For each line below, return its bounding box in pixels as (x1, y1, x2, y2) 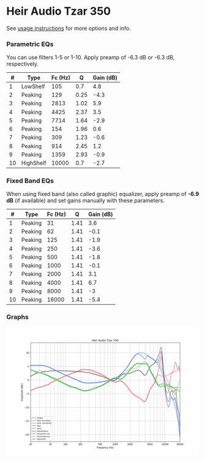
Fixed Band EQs (6, 176, 54, 185)
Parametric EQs (6, 40, 54, 48)
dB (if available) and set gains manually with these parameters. (6, 197, 165, 204)
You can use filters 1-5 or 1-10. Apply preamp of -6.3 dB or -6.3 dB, (6, 54, 175, 61)
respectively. (6, 60, 39, 68)
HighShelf (21, 159, 47, 167)
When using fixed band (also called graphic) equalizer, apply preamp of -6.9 (6, 190, 199, 198)
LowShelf (21, 83, 45, 90)
